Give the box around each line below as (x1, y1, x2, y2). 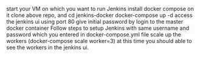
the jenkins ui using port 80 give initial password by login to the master (6, 18, 184, 25)
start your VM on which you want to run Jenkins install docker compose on (6, 5, 195, 12)
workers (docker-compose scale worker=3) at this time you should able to (6, 38, 193, 44)
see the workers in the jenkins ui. (6, 44, 89, 51)
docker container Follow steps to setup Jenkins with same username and (6, 24, 190, 32)
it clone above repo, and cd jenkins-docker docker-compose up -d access (6, 12, 193, 19)
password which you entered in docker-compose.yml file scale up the (6, 31, 181, 38)
